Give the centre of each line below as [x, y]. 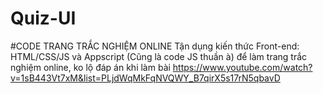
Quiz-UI [43, 18]
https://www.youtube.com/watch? [242, 67]
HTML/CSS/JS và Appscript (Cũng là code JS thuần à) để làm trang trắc [159, 56]
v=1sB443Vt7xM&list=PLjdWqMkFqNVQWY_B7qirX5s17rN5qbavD [145, 78]
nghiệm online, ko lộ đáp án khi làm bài [90, 67]
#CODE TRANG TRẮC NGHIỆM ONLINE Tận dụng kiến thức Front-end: [155, 46]
